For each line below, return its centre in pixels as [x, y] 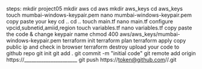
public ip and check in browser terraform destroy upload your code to [93, 47]
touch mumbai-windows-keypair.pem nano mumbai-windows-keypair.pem [99, 15]
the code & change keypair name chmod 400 [62, 34]
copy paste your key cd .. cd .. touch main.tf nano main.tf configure [90, 21]
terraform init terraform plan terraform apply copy [124, 40]
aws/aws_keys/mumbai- [150, 34]
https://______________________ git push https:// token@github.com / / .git [91, 60]
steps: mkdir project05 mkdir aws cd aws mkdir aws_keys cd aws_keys [94, 9]
